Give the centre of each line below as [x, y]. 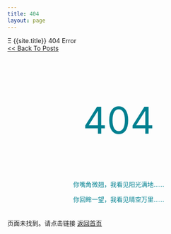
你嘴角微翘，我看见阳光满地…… [119, 184]
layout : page [26, 21]
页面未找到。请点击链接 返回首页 [55, 223]
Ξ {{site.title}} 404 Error [42, 40]
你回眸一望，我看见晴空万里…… [119, 199]
